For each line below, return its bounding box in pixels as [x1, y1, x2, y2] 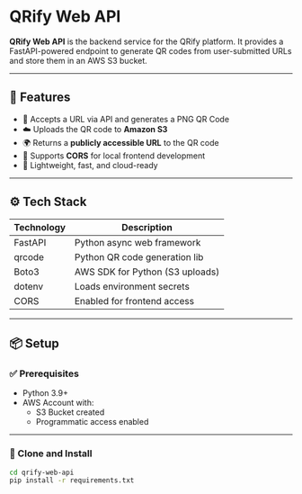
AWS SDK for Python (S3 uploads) [75, 265, 220, 278]
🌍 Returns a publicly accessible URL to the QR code [22, 137, 219, 148]
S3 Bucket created [35, 407, 105, 418]
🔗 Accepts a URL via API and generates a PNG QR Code [22, 113, 230, 124]
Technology [13, 220, 66, 233]
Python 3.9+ [22, 388, 69, 399]
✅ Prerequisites [9, 367, 79, 380]
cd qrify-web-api [9, 468, 75, 477]
